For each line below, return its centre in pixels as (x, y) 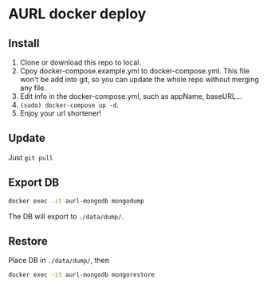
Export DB (34, 183)
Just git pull (31, 157)
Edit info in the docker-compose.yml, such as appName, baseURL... (131, 96)
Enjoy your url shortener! (61, 113)
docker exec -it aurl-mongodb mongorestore (82, 275)
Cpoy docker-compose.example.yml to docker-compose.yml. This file (134, 71)
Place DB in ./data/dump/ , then (59, 261)
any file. (33, 88)
